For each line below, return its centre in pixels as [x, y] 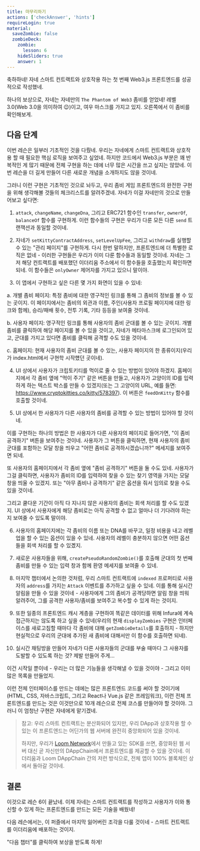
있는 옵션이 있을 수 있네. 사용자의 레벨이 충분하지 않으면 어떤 [109, 538]
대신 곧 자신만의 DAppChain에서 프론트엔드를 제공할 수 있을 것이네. [106, 751]
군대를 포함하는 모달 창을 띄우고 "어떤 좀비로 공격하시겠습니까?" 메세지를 [91, 448]
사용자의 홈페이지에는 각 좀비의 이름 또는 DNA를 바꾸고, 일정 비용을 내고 [99, 531]
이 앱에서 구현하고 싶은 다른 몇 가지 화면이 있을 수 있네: [79, 283]
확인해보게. [20, 114]
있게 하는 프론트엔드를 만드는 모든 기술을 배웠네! [80, 809]
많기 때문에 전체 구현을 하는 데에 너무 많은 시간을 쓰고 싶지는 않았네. [107, 165]
